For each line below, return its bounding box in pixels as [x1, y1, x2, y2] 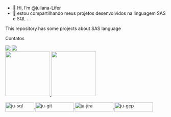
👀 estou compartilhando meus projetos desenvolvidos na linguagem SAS [12, 10, 166, 16]
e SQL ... [12, 16, 31, 21]
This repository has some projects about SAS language [5, 25, 121, 32]
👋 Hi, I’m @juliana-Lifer [12, 5, 61, 11]
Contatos [5, 36, 25, 41]
